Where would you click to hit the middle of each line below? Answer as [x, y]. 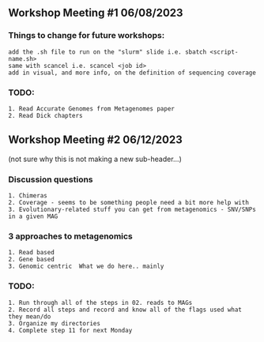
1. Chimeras [28, 196]
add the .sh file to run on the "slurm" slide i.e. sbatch [107, 52]
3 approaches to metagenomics [70, 236]
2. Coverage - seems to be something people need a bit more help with [128, 203]
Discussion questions [51, 179]
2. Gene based [32, 260]
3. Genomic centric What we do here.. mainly [86, 267]
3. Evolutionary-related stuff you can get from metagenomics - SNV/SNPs [132, 210]
